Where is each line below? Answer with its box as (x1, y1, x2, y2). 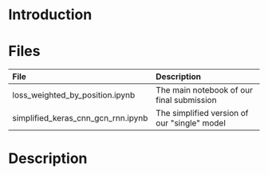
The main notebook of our (155, 85, 254, 96)
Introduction (8, 6, 93, 24)
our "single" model (155, 117, 226, 129)
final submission (155, 94, 217, 105)
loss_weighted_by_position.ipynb (12, 89, 136, 101)
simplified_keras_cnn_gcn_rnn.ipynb (12, 113, 148, 124)
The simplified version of (155, 108, 249, 119)
